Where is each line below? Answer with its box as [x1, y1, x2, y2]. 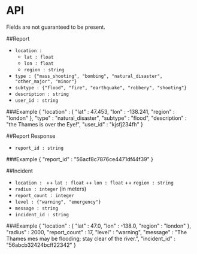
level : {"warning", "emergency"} [14, 199, 101, 205]
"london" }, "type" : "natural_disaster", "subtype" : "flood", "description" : [6, 114, 187, 122]
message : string [14, 205, 59, 211]
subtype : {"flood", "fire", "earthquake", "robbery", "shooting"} [14, 84, 187, 90]
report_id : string [14, 145, 64, 151]
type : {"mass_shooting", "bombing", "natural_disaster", [14, 73, 163, 79]
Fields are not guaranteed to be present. [6, 23, 106, 31]
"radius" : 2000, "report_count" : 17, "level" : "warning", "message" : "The [6, 228, 187, 235]
